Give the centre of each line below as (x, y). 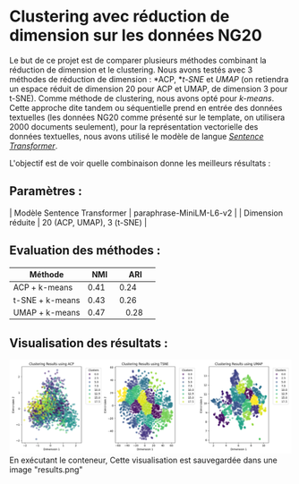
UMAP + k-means (47, 312)
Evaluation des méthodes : (85, 251)
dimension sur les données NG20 (136, 35)
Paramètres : (46, 191)
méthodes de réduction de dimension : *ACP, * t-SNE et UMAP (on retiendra (149, 79)
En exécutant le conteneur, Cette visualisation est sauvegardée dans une (143, 460)
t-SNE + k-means (47, 300)
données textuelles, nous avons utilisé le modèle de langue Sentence (137, 136)
